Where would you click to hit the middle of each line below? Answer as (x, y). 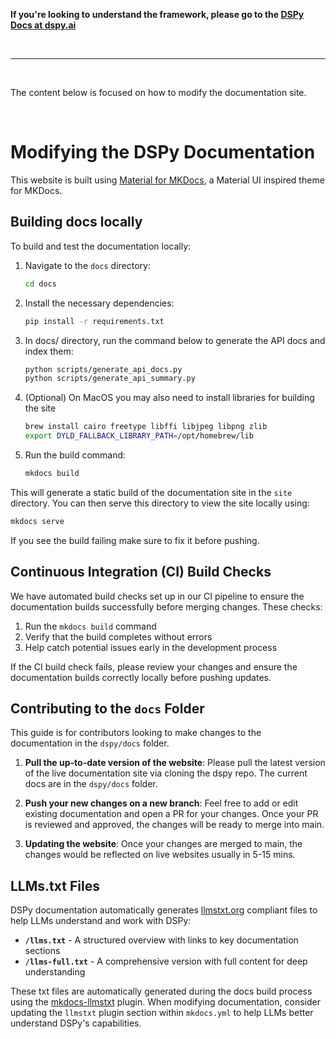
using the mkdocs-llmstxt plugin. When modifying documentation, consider (165, 1002)
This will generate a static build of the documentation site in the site (151, 492)
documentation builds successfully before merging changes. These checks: (166, 606)
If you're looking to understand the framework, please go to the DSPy (157, 14)
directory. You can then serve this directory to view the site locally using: (160, 503)
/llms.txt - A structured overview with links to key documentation (161, 940)
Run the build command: (75, 455)
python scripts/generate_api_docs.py (103, 369)
